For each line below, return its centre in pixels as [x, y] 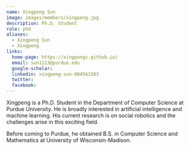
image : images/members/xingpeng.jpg [53, 18]
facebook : [24, 86]
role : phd [19, 29]
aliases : [17, 35]
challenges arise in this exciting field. [53, 122]
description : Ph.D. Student [42, 23]
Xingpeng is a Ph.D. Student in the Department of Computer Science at [95, 103]
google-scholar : [32, 68]
